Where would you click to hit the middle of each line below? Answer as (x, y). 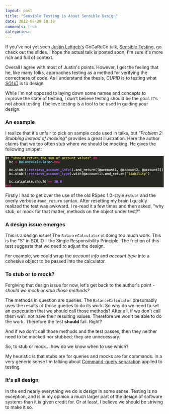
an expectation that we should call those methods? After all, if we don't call (83, 311)
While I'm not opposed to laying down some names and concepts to (76, 93)
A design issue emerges (35, 224)
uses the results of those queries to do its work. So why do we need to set (82, 306)
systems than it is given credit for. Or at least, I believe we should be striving (84, 402)
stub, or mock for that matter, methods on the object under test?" (73, 211)
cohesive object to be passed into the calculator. (56, 261)
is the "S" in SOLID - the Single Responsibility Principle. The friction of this (82, 241)
